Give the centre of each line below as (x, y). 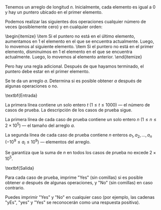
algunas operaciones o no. (32, 86)
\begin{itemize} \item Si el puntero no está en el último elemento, (70, 36)
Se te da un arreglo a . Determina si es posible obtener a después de (73, 81)
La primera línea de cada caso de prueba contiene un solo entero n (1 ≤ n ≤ (81, 119)
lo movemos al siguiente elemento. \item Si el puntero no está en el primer (80, 46)
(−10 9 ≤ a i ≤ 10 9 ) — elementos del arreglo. (48, 142)
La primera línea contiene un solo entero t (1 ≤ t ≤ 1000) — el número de (78, 105)
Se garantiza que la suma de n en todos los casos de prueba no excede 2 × (81, 152)
